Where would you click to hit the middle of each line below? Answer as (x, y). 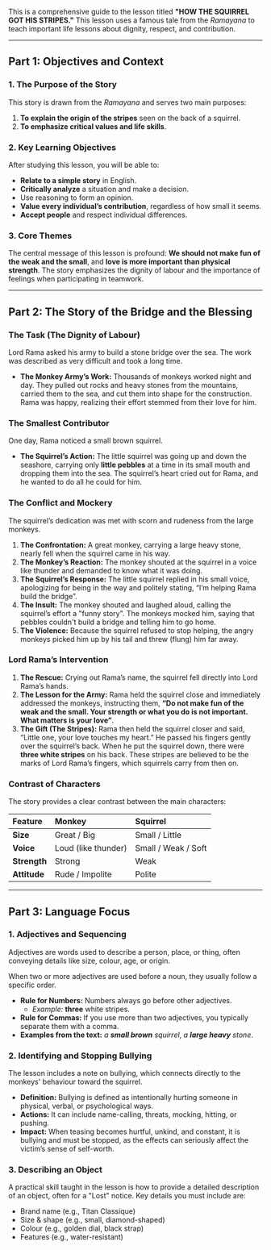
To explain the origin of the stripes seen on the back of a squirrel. (130, 118)
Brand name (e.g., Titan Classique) (77, 1211)
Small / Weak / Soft (171, 848)
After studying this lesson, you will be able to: (84, 165)
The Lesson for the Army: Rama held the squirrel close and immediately (140, 694)
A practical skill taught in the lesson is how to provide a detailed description (134, 1187)
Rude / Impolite (83, 874)
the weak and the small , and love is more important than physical (120, 262)
